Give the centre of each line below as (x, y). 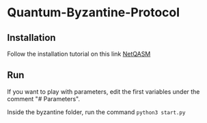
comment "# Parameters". (44, 99)
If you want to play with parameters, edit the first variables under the (104, 91)
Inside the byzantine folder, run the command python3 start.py (96, 112)
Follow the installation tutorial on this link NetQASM (79, 54)
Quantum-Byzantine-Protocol (93, 13)
